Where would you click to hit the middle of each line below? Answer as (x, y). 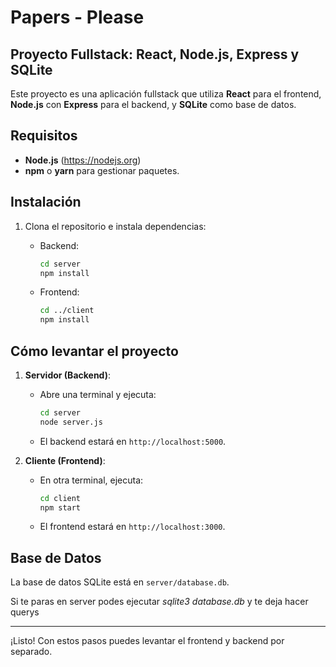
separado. (31, 652)
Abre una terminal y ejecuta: (98, 394)
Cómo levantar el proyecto (94, 351)
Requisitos (44, 136)
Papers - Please (77, 17)
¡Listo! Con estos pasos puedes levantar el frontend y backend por (147, 641)
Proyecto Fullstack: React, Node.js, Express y (155, 54)
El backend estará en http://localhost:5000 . (133, 441)
